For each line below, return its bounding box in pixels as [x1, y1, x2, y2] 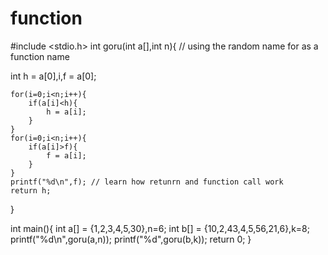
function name [10, 50, 70, 62]
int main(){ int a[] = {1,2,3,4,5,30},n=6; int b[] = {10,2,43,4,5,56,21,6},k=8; [10, 222, 310, 234]
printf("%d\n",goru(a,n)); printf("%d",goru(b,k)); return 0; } [10, 233, 252, 245]
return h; [10, 185, 52, 196]
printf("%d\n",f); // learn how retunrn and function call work [10, 177, 284, 187]
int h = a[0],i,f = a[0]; [10, 70, 97, 82]
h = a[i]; [46, 107, 87, 117]
